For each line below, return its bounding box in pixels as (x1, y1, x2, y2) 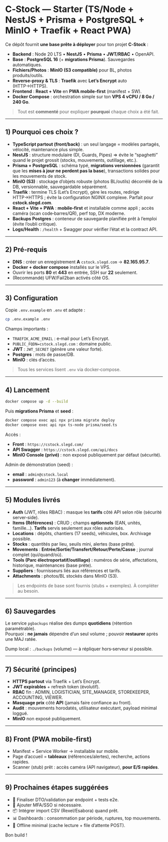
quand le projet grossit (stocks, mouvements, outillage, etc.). (12, 157, 137, 163)
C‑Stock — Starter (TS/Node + (5, 4, 134, 15)
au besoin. (17, 588, 39, 594)
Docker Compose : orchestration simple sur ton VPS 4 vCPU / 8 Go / (12, 94, 154, 100)
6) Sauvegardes (5, 607, 56, 615)
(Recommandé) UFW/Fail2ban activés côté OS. (12, 274, 110, 281)
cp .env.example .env (5, 317, 50, 322)
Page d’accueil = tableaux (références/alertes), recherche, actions (12, 753, 150, 759)
